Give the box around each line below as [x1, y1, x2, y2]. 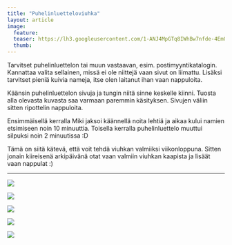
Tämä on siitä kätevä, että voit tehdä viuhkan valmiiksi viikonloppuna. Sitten [7, 145, 222, 153]
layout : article [7, 17, 54, 23]
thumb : [13, 42, 32, 49]
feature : [13, 29, 39, 36]
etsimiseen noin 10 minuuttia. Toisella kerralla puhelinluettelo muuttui [7, 125, 202, 132]
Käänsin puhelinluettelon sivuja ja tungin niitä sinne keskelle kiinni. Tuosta [7, 89, 216, 97]
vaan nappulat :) [7, 160, 54, 167]
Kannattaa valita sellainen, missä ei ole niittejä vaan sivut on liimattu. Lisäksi [7, 68, 222, 76]
